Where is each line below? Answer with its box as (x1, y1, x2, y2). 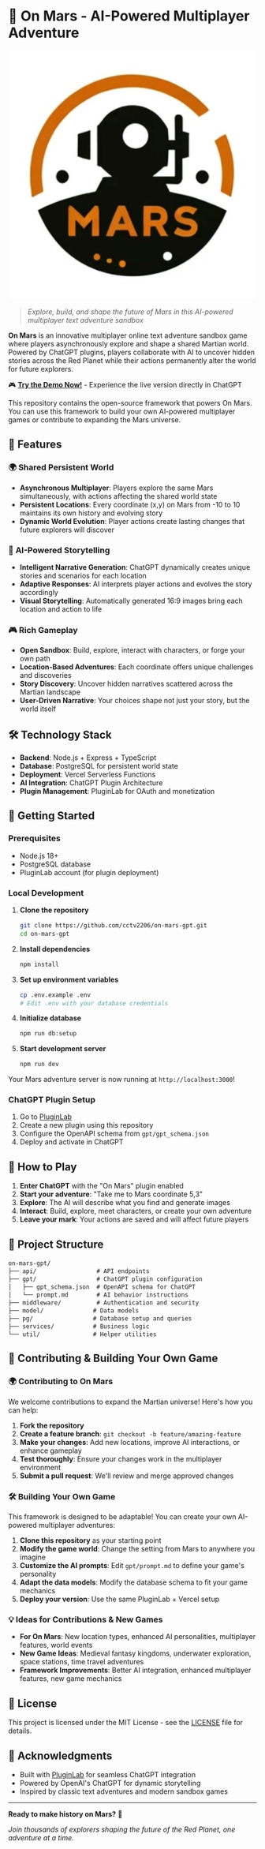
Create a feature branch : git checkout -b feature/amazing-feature (19, 1428, 242, 1439)
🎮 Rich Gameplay (8, 624, 78, 635)
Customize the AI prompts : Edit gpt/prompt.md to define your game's (19, 1561, 244, 1570)
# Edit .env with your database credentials (19, 999, 169, 1007)
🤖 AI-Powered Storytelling (8, 545, 110, 556)
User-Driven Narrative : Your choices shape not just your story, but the (19, 696, 250, 706)
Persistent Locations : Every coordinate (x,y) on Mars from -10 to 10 (19, 500, 241, 509)
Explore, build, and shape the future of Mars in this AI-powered (27, 307, 234, 316)
